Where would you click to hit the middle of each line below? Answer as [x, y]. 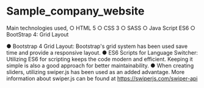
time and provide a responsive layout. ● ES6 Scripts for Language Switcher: [102, 52]
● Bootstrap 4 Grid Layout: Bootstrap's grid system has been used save [97, 46]
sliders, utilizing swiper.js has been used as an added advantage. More [96, 72]
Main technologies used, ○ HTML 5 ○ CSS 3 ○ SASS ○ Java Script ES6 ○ [101, 28]
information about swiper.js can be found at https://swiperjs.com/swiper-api [102, 78]
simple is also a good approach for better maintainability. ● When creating [100, 66]
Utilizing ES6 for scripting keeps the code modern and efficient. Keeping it [100, 59]
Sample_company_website [75, 11]
